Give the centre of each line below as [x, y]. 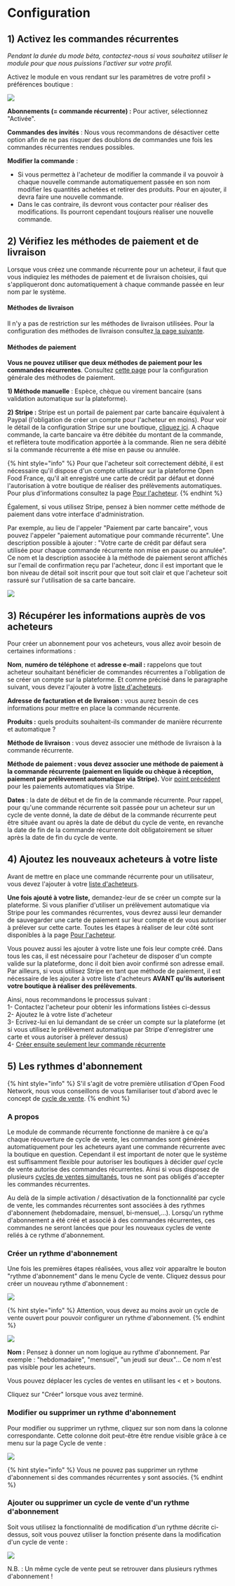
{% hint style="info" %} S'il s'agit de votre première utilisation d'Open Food [116, 1083]
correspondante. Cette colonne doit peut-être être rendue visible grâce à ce [117, 1435]
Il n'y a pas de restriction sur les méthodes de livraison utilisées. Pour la [111, 324]
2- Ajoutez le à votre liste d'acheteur [60, 1014]
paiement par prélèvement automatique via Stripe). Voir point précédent [114, 779]
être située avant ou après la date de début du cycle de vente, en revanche [115, 823]
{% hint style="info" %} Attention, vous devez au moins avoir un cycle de [113, 1310]
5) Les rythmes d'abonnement [75, 1067]
